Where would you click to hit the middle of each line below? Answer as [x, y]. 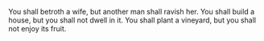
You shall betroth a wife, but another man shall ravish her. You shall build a [132, 12]
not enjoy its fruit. [37, 29]
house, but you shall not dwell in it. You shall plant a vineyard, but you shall [132, 20]
